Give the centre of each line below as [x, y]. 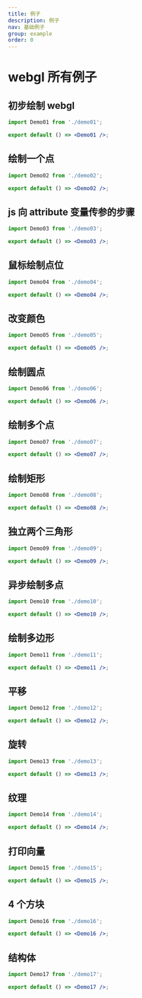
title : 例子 [24, 14]
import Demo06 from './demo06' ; [55, 388]
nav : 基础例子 [26, 27]
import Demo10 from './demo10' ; [55, 601]
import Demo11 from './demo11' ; [55, 654]
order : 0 [21, 40]
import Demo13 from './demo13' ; [55, 761]
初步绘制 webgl [41, 106]
